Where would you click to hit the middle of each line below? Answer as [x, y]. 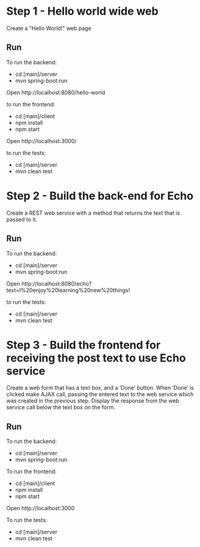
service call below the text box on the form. [61, 407]
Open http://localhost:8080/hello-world [56, 92]
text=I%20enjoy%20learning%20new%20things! [68, 290]
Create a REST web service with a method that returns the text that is [93, 213]
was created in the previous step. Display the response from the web [93, 401]
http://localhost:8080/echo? [56, 283]
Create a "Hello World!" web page [49, 28]
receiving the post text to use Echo [96, 358]
